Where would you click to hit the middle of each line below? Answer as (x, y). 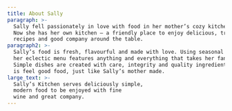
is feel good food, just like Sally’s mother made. (89, 71)
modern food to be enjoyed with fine (68, 90)
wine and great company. (49, 97)
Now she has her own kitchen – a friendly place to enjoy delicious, (115, 33)
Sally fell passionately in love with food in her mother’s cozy (109, 26)
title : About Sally (35, 13)
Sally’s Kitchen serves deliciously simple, (78, 84)
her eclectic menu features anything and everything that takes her (114, 59)
